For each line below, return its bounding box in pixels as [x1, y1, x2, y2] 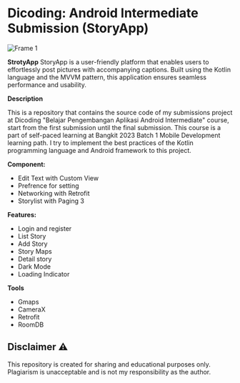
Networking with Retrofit [17, 189, 91, 197]
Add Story [17, 239, 48, 248]
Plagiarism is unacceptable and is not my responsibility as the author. [7, 367, 211, 376]
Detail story [17, 254, 52, 263]
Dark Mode [17, 262, 51, 271]
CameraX [17, 305, 46, 314]
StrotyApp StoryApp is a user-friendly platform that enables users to [7, 57, 209, 66]
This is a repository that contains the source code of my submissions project [7, 108, 233, 116]
